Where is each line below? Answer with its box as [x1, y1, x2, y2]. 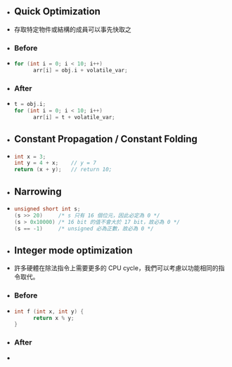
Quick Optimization [13, 6, 101, 18]
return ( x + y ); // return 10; [13, 166, 112, 173]
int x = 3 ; [13, 153, 46, 160]
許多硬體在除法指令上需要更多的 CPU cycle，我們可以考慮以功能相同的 [13, 264, 219, 272]
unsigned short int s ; [13, 206, 81, 213]
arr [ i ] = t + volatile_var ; [32, 114, 115, 121]
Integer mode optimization [13, 244, 133, 256]
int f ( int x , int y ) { [13, 308, 84, 315]
